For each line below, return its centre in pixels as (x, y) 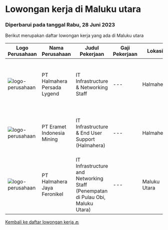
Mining (50, 139)
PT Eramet (54, 127)
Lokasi (155, 51)
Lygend (50, 94)
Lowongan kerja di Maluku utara (73, 9)
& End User (89, 133)
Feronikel (52, 194)
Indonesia (53, 133)
